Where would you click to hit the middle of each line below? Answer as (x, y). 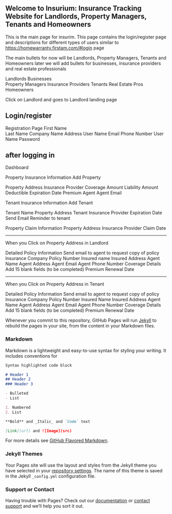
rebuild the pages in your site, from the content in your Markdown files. (80, 326)
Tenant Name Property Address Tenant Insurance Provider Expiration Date (84, 213)
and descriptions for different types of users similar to (62, 42)
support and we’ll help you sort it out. (45, 506)
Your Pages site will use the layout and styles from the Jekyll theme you (81, 465)
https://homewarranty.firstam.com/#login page (55, 48)
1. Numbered (18, 407)
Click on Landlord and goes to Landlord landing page (61, 99)
